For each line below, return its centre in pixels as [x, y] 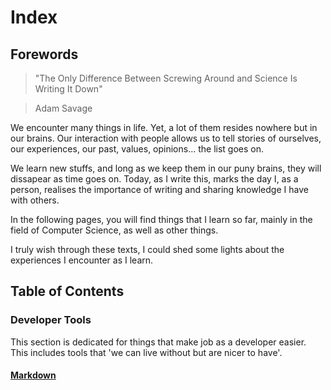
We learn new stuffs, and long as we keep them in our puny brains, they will [166, 168]
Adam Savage [63, 108]
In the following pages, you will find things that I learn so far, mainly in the [161, 219]
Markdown [33, 375]
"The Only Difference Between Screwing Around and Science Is [166, 78]
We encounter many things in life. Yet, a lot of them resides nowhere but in [164, 127]
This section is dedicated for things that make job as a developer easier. [158, 342]
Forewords [44, 54]
